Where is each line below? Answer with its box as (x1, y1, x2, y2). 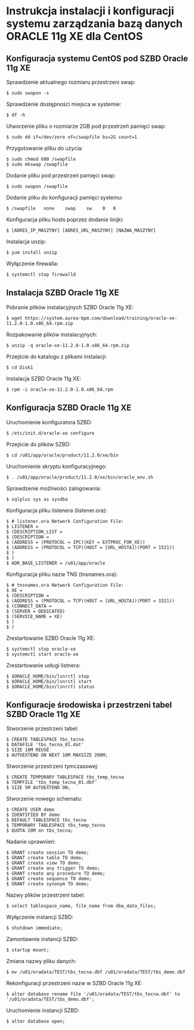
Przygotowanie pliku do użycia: (6, 145, 84, 152)
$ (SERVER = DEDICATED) (6, 608, 66, 614)
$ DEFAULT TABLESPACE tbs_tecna (6, 817, 87, 823)
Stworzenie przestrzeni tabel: (6, 725, 79, 732)
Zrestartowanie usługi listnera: (6, 661, 81, 669)
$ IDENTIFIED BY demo (6, 812, 60, 818)
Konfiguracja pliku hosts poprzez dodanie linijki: (6, 216, 124, 223)
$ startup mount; (6, 947, 50, 954)
